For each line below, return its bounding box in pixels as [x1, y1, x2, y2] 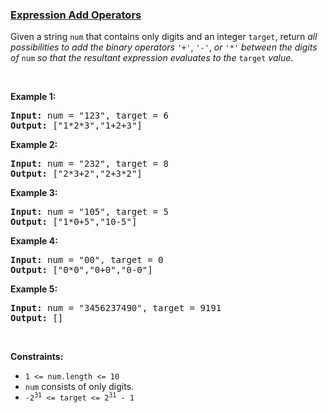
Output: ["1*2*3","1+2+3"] [10, 120, 143, 132]
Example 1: [10, 91, 57, 103]
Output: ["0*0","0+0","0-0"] [10, 264, 153, 276]
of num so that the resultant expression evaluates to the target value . [10, 52, 294, 64]
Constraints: [10, 351, 64, 363]
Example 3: [10, 187, 58, 199]
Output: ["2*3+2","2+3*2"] [10, 168, 143, 180]
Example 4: [10, 235, 58, 247]
